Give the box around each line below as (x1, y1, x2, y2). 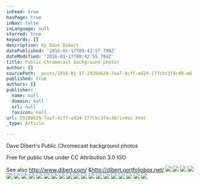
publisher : (6, 87, 34, 93)
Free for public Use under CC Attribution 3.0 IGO (6, 154, 126, 161)
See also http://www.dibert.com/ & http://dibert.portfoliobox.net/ (6, 166, 164, 174)
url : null (11, 103, 36, 110)
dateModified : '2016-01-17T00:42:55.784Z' (6, 53, 114, 59)
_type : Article (6, 121, 44, 127)
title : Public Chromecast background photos (6, 59, 120, 65)
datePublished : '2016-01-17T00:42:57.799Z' (6, 48, 117, 54)
